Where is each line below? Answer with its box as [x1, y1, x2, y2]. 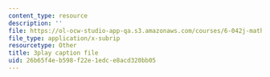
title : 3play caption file [8, 49, 99, 57]
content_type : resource [8, 11, 88, 20]
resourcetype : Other [8, 42, 78, 50]
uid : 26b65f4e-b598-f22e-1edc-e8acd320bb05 [8, 57, 157, 65]
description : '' [8, 19, 63, 27]
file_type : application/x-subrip [8, 34, 121, 43]
